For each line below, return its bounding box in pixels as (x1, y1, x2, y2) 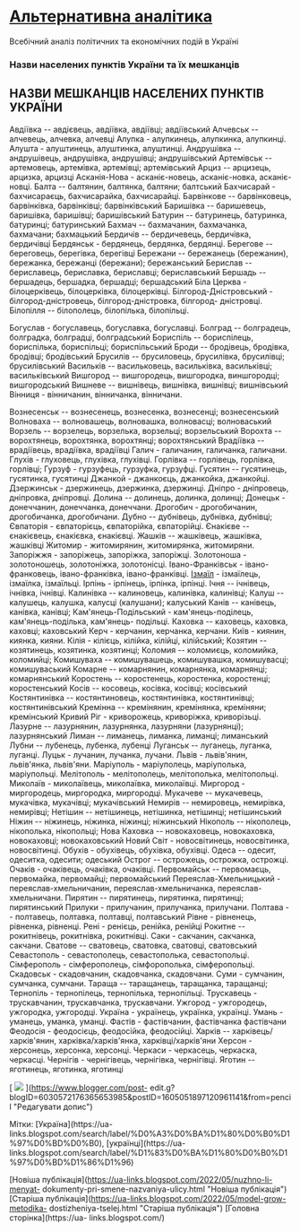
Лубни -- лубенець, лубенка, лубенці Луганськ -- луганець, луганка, (9, 740, 273, 750)
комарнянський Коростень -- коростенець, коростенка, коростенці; (9, 672, 271, 683)
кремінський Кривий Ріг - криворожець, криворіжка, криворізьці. (9, 711, 261, 722)
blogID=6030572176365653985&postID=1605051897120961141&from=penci (9, 1091, 292, 1102)
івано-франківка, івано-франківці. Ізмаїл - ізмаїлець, (59, 568, 261, 579)
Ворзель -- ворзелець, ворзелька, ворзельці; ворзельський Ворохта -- (9, 425, 282, 436)
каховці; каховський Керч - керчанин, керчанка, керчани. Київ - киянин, (9, 625, 287, 636)
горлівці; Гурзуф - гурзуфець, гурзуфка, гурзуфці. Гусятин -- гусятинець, (9, 464, 287, 474)
